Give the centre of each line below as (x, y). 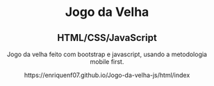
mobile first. (107, 62)
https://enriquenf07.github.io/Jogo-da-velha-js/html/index (107, 75)
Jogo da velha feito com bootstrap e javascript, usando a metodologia (107, 54)
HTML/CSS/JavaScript (107, 38)
